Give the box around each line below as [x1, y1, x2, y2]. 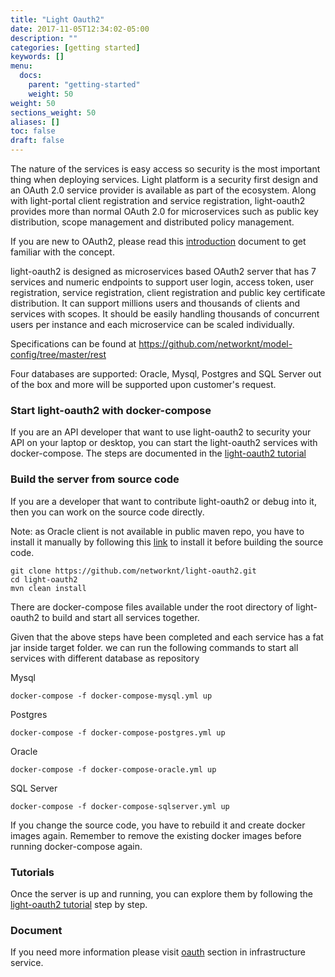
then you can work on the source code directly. [10, 506, 205, 518]
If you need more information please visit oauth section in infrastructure [10, 946, 306, 958]
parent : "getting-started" [28, 80, 141, 90]
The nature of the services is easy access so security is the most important [10, 163, 321, 175]
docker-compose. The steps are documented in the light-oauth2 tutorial [10, 447, 307, 460]
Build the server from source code [10, 472, 180, 486]
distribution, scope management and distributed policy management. [10, 216, 295, 228]
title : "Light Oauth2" [10, 14, 105, 25]
